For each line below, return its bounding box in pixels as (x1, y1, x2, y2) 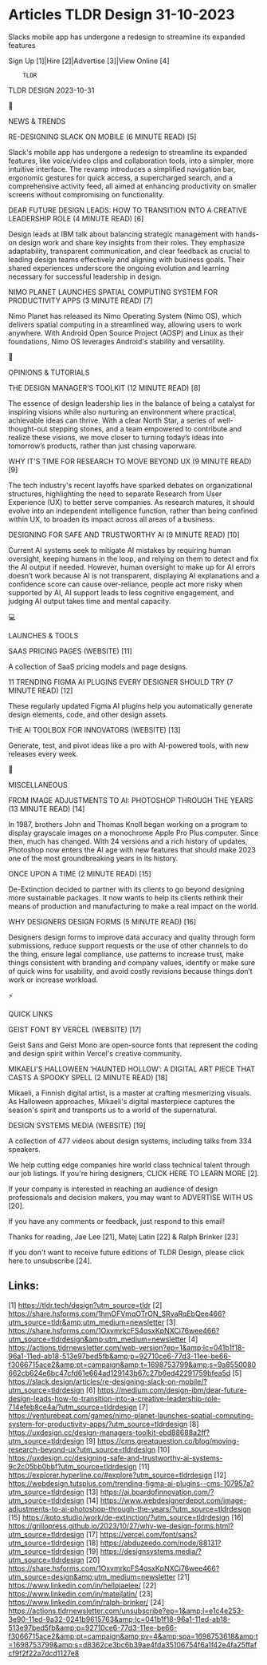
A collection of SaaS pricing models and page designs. (8, 662, 189, 671)
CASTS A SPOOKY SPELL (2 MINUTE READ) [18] (8, 1072, 168, 1082)
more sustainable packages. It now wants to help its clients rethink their (8, 892, 244, 902)
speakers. (8, 1144, 41, 1154)
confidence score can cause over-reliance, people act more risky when (8, 579, 243, 589)
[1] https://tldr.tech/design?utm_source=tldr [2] (8, 1300, 163, 1309)
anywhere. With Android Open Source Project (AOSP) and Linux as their (8, 328, 245, 337)
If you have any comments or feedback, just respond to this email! (8, 1216, 226, 1226)
